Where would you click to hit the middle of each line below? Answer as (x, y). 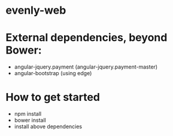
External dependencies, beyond (86, 38)
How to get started (53, 98)
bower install (30, 120)
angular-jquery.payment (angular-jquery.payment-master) (86, 67)
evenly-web (36, 10)
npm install (28, 114)
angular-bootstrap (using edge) (53, 73)
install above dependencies (48, 126)
